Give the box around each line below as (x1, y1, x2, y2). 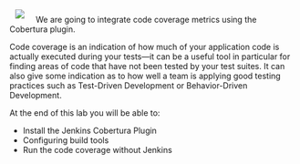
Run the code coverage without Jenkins (22, 145, 173, 155)
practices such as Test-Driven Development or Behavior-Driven (9, 80, 248, 91)
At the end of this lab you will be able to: (9, 108, 160, 118)
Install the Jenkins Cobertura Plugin (22, 125, 158, 136)
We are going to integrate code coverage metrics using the (36, 15, 257, 25)
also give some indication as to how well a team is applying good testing (9, 70, 281, 81)
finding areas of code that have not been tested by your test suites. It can (9, 61, 285, 71)
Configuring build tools (22, 135, 109, 146)
